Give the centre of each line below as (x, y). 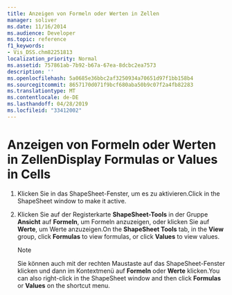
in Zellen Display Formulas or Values (113, 159)
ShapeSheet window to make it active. (72, 201)
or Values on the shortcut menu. (64, 285)
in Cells (29, 174)
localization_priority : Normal (52, 59)
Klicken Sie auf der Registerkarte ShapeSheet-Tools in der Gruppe (113, 214)
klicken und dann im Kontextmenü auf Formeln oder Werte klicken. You (118, 271)
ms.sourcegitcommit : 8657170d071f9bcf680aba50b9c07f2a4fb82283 (100, 85)
